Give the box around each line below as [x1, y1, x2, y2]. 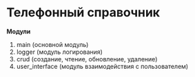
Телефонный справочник [6, 5, 160, 20]
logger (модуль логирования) [16, 48, 103, 56]
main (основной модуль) [16, 40, 89, 48]
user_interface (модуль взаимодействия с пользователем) [16, 62, 189, 70]
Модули [6, 27, 31, 35]
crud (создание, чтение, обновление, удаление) [16, 55, 158, 63]
